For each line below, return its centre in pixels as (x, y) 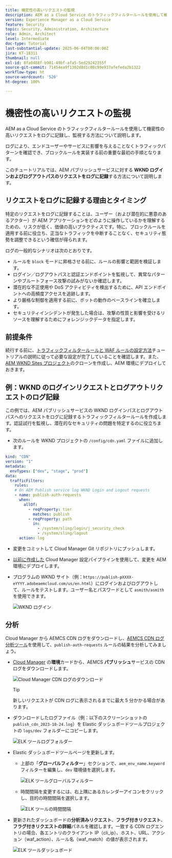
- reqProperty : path (50, 519)
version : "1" (19, 461)
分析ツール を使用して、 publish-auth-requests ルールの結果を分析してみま (84, 645)
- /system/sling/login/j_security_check (81, 529)
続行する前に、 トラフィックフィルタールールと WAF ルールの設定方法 (79, 350)
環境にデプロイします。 (37, 566)
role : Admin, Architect (31, 34)
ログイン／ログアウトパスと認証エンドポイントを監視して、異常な (82, 274)
